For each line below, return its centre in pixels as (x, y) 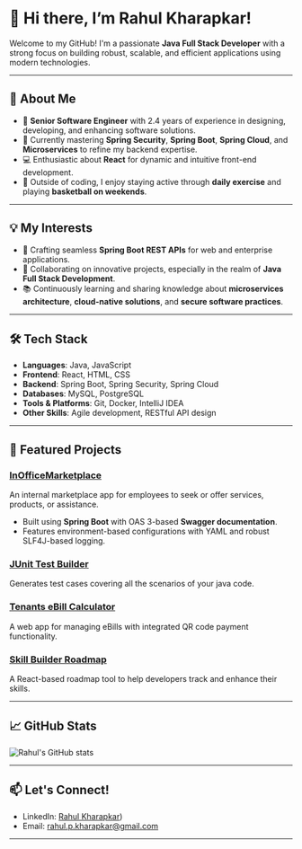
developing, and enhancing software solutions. (109, 130)
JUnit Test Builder (49, 563)
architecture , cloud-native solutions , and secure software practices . (153, 301)
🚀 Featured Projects (66, 450)
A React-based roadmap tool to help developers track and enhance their (143, 678)
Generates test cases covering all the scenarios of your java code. (132, 584)
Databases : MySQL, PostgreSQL (83, 394)
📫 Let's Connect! (59, 790)
